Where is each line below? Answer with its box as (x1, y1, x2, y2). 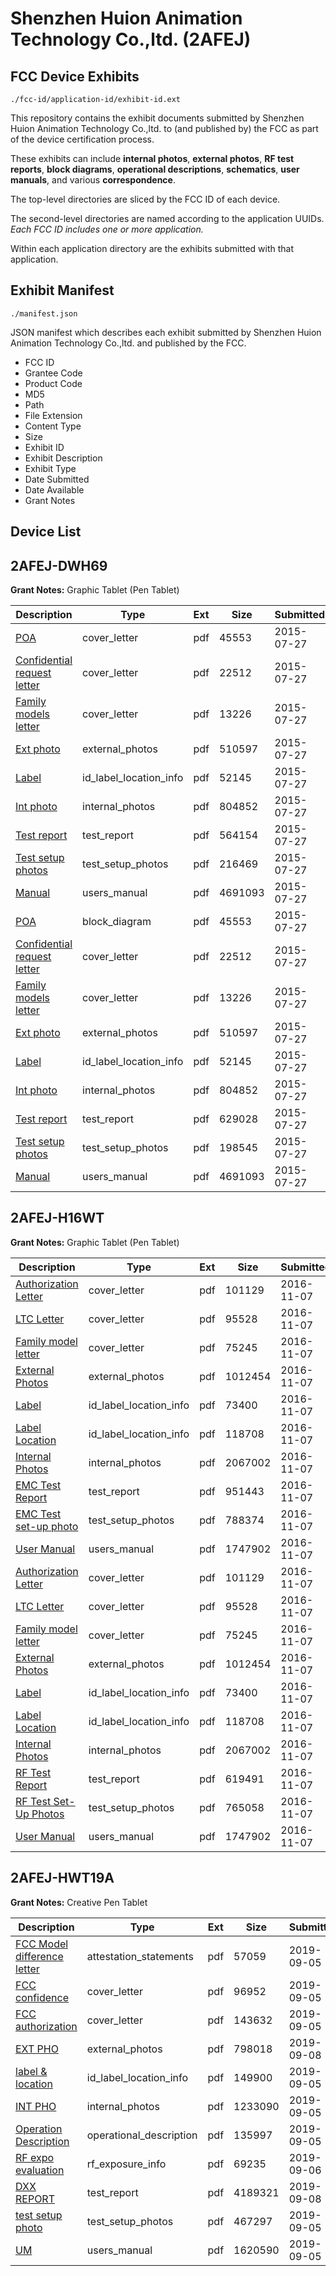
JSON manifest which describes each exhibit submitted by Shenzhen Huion (10, 326, 322, 338)
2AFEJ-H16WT (10, 1210, 105, 1227)
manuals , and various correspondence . (10, 174, 176, 186)
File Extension (24, 409, 83, 421)
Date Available (24, 483, 85, 496)
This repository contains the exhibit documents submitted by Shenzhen (10, 112, 305, 124)
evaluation (15, 2163, 65, 2177)
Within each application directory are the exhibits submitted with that (10, 243, 295, 254)
